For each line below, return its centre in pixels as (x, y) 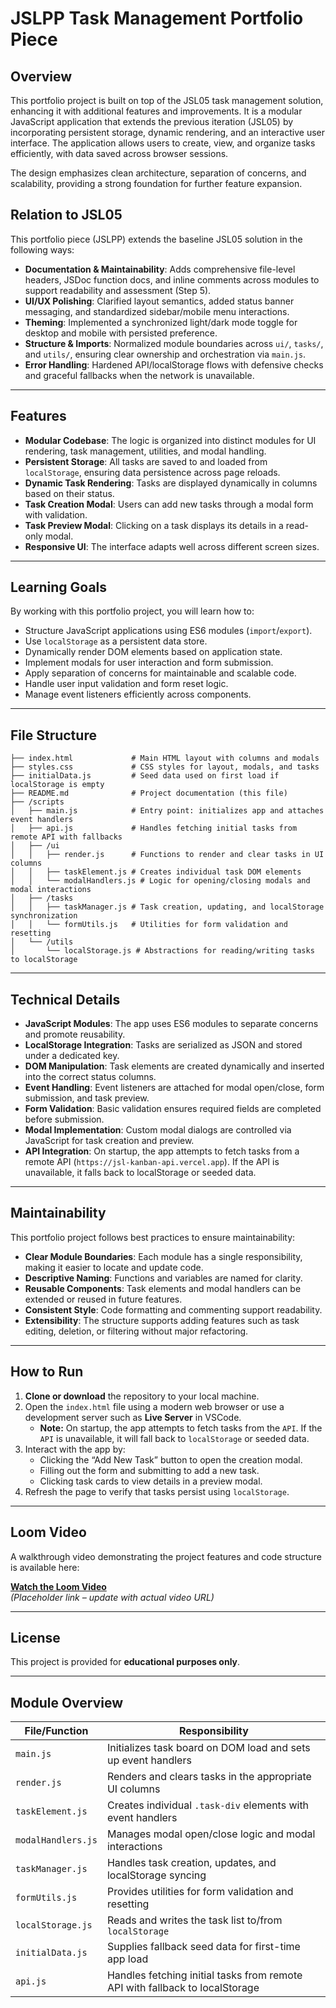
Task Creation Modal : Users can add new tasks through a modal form (169, 504)
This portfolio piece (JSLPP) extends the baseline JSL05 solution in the (156, 239)
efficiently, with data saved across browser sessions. (119, 153)
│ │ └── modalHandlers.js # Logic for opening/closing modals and (160, 881)
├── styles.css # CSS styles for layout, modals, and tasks (165, 767)
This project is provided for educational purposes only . (125, 1662)
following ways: (42, 249)
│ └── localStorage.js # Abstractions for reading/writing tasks (162, 951)
